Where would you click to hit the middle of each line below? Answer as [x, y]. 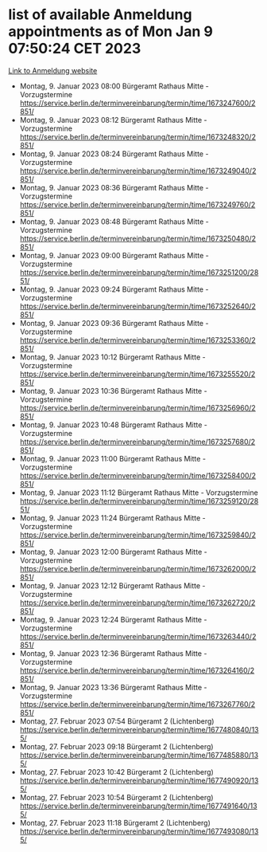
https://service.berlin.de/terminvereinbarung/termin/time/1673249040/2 [138, 171]
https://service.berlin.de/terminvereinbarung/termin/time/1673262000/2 [138, 568]
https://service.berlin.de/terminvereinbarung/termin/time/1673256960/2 [137, 407]
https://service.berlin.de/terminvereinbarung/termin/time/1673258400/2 [138, 475]
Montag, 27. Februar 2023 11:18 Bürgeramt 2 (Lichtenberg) [115, 823]
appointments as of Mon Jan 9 [110, 31]
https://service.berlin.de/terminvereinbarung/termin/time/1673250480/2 [138, 238]
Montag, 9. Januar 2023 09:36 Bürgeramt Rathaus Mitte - [114, 323]
